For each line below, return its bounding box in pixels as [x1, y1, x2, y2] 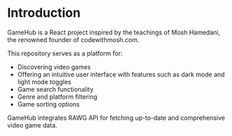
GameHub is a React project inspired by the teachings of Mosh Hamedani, [7, 28, 221, 36]
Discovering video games [17, 62, 91, 71]
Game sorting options [17, 100, 80, 108]
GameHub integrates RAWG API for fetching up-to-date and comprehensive [7, 114, 226, 122]
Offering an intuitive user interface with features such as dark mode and [17, 70, 225, 79]
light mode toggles [17, 77, 72, 86]
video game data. [7, 121, 58, 129]
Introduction [7, 5, 81, 21]
